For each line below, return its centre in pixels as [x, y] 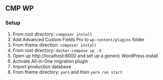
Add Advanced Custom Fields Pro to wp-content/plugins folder [78, 39]
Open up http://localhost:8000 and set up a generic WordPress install [85, 56]
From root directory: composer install [52, 34]
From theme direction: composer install [54, 45]
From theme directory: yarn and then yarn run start [68, 72]
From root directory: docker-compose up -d [57, 50]
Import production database [42, 66]
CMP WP [20, 8]
